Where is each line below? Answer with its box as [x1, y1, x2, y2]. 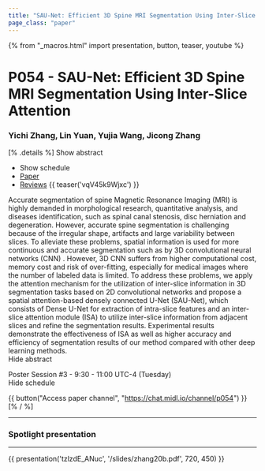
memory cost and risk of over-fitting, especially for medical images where [8, 262, 248, 271]
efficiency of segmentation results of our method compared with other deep [8, 337, 256, 347]
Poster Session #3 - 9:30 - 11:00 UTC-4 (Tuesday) [8, 369, 172, 379]
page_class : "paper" [8, 19, 77, 27]
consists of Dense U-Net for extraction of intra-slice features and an [8, 304, 230, 313]
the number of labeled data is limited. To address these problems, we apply [8, 270, 253, 280]
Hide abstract [8, 354, 53, 364]
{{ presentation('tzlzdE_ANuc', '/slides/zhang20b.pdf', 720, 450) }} [8, 454, 225, 464]
